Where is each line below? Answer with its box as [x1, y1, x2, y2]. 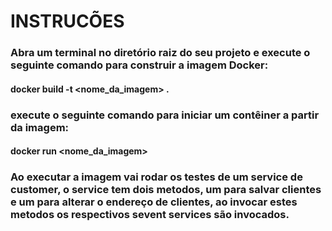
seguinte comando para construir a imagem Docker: [10, 58, 269, 72]
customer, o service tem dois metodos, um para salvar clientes [10, 183, 322, 197]
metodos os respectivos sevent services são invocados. [10, 208, 290, 222]
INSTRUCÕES [10, 10, 125, 33]
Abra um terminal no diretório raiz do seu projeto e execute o [10, 46, 311, 60]
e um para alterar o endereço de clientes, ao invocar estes [10, 195, 298, 209]
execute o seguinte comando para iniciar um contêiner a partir [10, 108, 320, 122]
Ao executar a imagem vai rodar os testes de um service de [10, 170, 303, 184]
